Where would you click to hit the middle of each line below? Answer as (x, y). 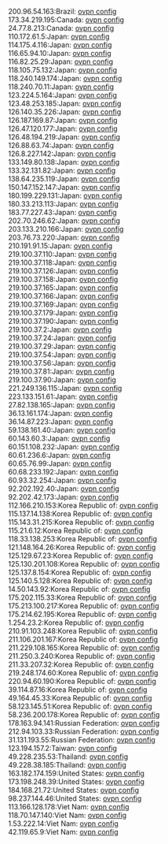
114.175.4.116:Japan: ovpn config (60, 45)
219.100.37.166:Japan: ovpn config (64, 296)
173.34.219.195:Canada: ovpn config (66, 20)
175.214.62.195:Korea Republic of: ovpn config (82, 614)
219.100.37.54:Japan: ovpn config (62, 355)
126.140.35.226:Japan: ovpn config (65, 112)
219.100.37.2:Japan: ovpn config (60, 329)
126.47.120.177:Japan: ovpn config (63, 128)
